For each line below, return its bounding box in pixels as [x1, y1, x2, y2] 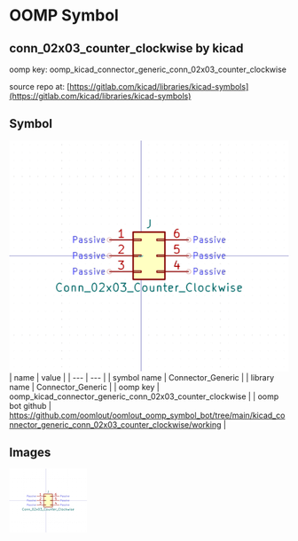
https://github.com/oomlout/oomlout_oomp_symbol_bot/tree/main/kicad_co [9, 410, 286, 420]
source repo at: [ [9, 82, 70, 91]
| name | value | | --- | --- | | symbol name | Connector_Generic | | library [9, 372, 275, 382]
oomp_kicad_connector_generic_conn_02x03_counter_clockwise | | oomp [9, 391, 279, 402]
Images [9, 445, 51, 459]
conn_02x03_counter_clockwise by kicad [9, 41, 244, 56]
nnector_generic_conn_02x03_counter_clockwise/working [9, 419, 222, 430]
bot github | [9, 400, 51, 411]
